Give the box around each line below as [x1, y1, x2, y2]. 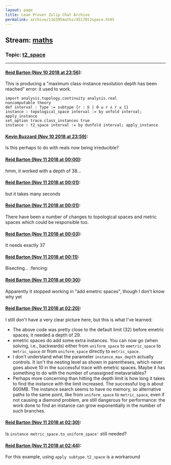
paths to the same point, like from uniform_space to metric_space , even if [12, 391, 165, 398]
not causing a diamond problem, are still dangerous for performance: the [12, 397, 165, 403]
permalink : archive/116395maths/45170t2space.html [5, 17, 115, 22]
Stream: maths [5, 36, 53, 44]
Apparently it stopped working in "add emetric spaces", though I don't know [5, 288, 165, 294]
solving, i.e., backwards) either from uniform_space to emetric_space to [12, 343, 161, 349]
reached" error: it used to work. [5, 86, 71, 92]
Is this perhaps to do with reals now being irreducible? [5, 145, 119, 151]
